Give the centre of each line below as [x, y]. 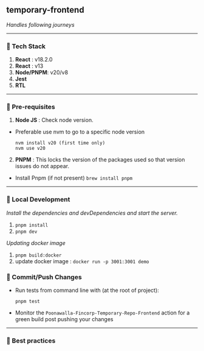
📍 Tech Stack [26, 46]
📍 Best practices [31, 341]
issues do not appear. [42, 166]
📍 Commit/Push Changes [44, 277]
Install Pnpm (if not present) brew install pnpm [74, 178]
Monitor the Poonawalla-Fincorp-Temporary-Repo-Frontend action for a [102, 313]
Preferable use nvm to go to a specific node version [80, 132]
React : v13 [29, 66]
